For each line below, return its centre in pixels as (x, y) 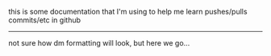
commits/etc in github (45, 20)
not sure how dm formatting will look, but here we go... (99, 43)
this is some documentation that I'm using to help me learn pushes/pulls (128, 12)
